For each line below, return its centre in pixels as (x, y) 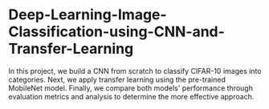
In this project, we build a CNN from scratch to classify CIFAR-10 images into (135, 71)
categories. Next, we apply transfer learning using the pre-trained (117, 79)
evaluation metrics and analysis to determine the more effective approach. (131, 96)
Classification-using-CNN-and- (116, 32)
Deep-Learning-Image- (88, 15)
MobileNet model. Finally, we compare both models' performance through (130, 88)
